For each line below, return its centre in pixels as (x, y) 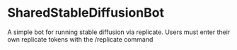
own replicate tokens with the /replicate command (80, 39)
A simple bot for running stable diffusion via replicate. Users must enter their (119, 32)
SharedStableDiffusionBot (86, 13)
